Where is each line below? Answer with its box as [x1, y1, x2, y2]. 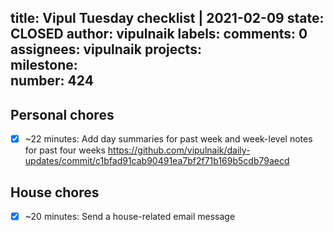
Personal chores [10, 106, 115, 123]
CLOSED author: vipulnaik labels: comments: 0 [10, 26, 308, 43]
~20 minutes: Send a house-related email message [24, 211, 236, 223]
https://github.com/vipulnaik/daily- [107, 144, 251, 156]
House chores [10, 184, 100, 201]
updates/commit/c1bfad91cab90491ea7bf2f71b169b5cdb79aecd [24, 155, 290, 167]
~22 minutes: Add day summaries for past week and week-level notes [24, 133, 313, 145]
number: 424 [10, 72, 94, 90]
